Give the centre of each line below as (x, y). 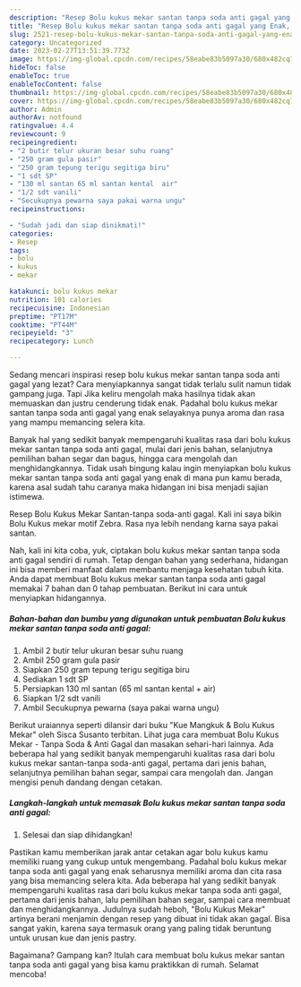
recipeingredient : (43, 142)
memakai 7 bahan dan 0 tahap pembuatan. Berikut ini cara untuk (129, 588)
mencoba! (28, 974)
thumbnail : (30, 92)
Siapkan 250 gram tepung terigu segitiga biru (106, 669)
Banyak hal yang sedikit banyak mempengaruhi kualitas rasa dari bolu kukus (150, 439)
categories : (31, 234)
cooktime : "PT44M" (43, 325)
